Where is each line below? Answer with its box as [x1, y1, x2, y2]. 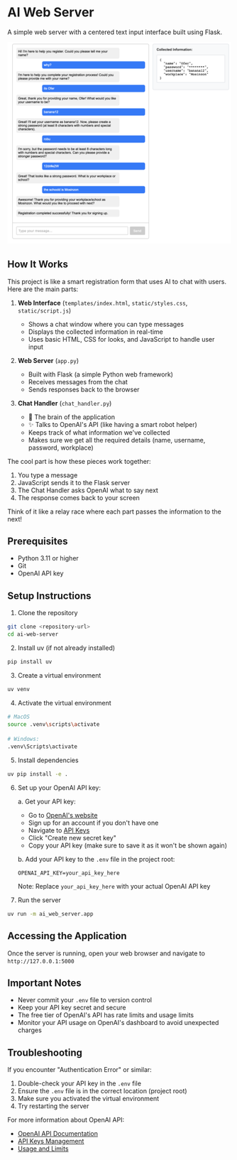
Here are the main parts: [7, 285, 79, 293]
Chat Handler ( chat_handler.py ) [17, 399, 112, 407]
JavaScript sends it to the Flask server [17, 478, 130, 487]
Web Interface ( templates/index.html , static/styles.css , [17, 298, 188, 307]
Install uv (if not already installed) [17, 644, 116, 652]
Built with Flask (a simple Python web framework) [28, 370, 174, 379]
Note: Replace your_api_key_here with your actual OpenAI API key [17, 882, 211, 890]
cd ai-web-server [7, 631, 59, 638]
